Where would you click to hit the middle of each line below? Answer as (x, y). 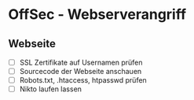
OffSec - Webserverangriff (97, 15)
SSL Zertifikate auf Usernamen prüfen (81, 62)
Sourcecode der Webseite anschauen (81, 72)
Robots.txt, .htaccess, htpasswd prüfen (83, 80)
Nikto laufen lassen (51, 89)
